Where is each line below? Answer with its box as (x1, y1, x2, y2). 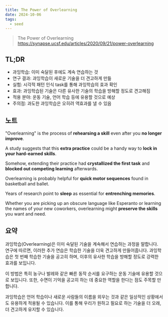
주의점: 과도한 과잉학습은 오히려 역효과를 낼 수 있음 (12, 100, 112, 107)
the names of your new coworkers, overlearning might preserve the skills (5, 205, 158, 212)
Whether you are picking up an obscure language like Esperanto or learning (5, 200, 161, 206)
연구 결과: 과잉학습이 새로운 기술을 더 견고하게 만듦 (12, 75, 112, 81)
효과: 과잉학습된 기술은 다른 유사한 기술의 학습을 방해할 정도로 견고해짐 (12, 88, 150, 94)
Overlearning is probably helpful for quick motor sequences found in (5, 175, 149, 181)
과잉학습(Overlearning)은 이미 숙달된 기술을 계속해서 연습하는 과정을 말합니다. (5, 241, 158, 247)
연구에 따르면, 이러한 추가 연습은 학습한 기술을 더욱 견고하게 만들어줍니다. (5, 247, 148, 253)
